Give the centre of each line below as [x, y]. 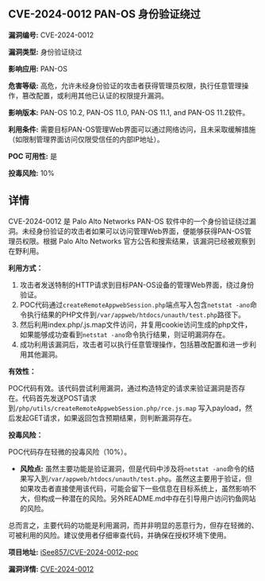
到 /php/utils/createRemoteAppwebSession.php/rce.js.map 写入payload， [127, 408]
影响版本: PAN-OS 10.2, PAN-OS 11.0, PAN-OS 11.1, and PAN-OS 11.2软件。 [129, 112]
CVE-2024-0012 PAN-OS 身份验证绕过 [104, 14]
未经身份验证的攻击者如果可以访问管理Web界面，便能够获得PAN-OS [133, 231]
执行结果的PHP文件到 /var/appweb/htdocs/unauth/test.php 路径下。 [136, 314]
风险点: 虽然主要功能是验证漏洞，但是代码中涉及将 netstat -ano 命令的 [134, 468]
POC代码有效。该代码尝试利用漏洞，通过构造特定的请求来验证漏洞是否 [123, 388]
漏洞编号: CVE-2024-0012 [51, 35]
